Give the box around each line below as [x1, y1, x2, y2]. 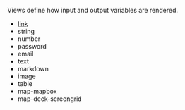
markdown [17, 65, 49, 73]
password [17, 42, 47, 50]
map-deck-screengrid [17, 94, 83, 103]
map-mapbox [17, 87, 57, 95]
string [17, 28, 35, 35]
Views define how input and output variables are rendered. [7, 6, 179, 14]
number [17, 35, 41, 43]
